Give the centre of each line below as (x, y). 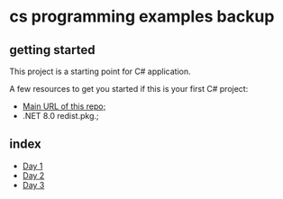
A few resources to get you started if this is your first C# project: (129, 89)
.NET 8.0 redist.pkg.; (60, 116)
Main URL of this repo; (64, 106)
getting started (52, 50)
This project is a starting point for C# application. (100, 71)
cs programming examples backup (142, 17)
